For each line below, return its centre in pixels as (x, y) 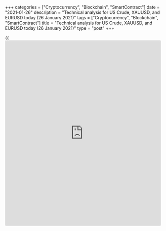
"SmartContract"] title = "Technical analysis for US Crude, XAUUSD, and (79, 23)
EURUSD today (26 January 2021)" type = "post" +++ (60, 28)
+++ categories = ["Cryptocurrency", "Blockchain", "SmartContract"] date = (83, 7)
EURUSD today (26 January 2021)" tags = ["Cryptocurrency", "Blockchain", (82, 18)
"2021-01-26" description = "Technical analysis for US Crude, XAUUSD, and (83, 12)
